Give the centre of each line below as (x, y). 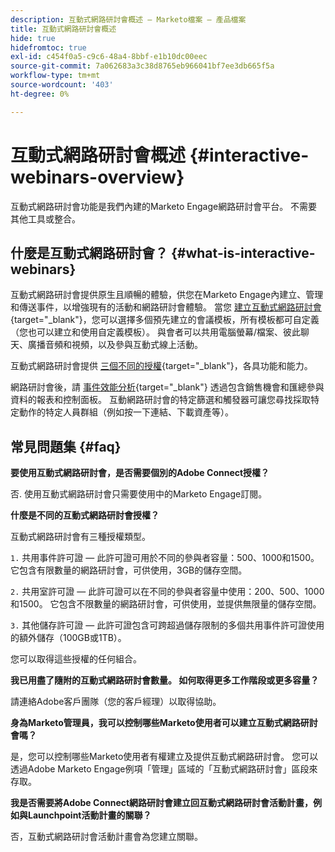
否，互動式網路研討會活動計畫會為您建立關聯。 (106, 837)
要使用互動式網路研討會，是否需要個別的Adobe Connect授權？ (140, 473)
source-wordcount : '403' (62, 85)
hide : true (33, 38)
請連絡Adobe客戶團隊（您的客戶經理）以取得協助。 (116, 702)
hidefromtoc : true (48, 47)
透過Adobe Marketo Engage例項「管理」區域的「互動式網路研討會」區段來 (164, 769)
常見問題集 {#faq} (66, 446)
